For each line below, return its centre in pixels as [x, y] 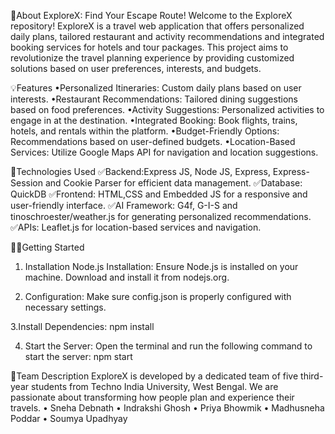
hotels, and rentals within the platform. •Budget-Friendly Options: [145, 131]
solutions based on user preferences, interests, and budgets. [136, 68]
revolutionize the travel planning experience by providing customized [152, 58]
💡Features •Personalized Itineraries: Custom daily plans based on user [156, 88]
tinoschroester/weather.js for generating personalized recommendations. [161, 216]
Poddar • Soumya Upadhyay [69, 418]
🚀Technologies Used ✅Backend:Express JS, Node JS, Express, [140, 171]
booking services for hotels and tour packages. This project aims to [149, 47]
